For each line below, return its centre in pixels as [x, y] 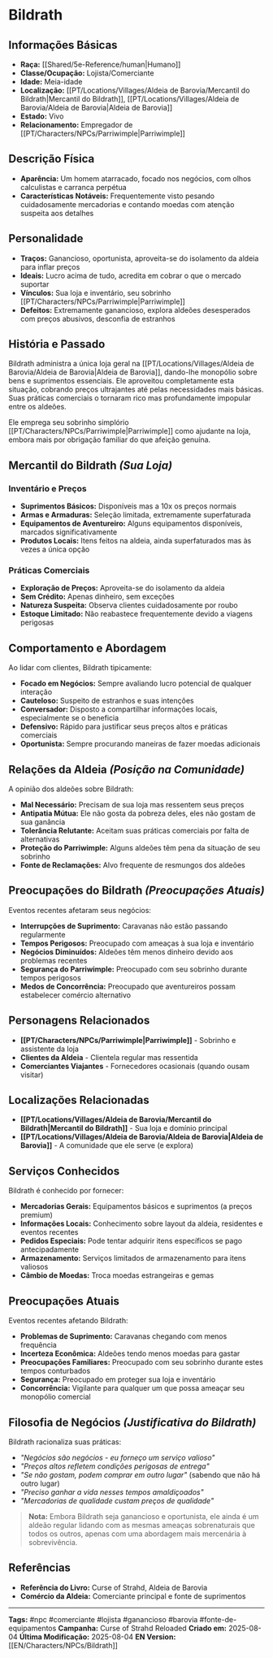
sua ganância [43, 822]
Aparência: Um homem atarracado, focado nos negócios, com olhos [136, 178]
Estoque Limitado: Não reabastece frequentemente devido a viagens [136, 614]
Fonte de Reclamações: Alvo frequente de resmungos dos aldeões [132, 865]
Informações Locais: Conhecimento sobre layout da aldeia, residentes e [141, 1223]
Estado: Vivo [42, 116]
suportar [35, 284]
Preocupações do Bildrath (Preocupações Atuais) [136, 891]
